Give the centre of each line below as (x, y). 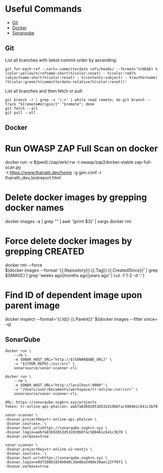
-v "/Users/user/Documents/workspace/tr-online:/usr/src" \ (76, 389)
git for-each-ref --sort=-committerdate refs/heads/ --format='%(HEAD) (79, 69)
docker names (35, 208)
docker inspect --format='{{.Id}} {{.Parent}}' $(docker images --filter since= (81, 319)
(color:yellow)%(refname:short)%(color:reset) (53, 73)
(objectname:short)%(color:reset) (40, 77)
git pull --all (20, 113)
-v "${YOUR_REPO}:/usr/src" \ (45, 364)
